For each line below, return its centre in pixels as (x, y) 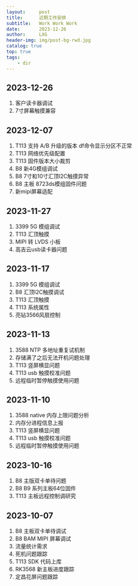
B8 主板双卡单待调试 (41, 531)
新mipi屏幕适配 (34, 191)
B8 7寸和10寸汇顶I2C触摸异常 (52, 176)
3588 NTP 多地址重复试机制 (50, 350)
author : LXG (27, 35)
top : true (19, 52)
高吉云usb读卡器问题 (41, 249)
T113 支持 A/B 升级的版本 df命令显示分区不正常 (74, 146)
